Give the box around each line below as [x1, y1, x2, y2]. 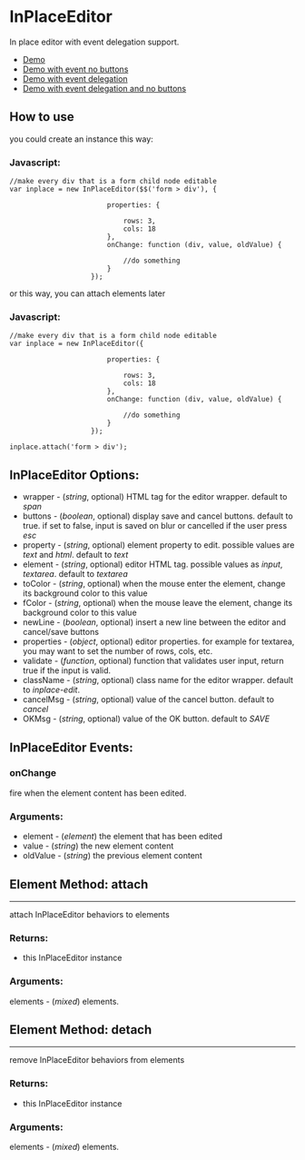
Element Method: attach [9, 877, 149, 892]
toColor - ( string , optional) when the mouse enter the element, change [22, 579, 286, 590]
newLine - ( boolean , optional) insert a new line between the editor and [22, 617, 287, 628]
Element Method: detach [9, 1022, 152, 1037]
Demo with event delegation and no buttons [22, 83, 187, 94]
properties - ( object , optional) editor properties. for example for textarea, [22, 636, 295, 647]
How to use [9, 109, 74, 124]
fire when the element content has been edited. [9, 788, 187, 798]
